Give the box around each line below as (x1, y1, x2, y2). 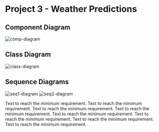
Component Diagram (5, 23, 71, 32)
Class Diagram (5, 50, 51, 59)
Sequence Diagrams (5, 78, 69, 86)
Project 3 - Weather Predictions (5, 3, 137, 15)
